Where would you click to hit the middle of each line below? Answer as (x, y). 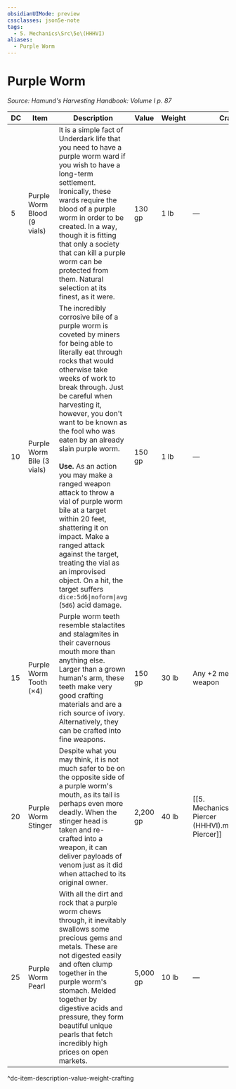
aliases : (20, 40)
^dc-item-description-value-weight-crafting (71, 1078)
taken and (75, 830)
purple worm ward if (92, 156)
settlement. (77, 182)
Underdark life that (90, 138)
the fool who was (87, 431)
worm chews (80, 911)
